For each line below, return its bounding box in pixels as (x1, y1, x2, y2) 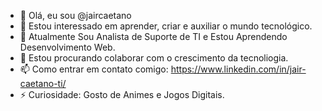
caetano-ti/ (19, 78, 67, 89)
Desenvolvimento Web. (19, 41, 116, 53)
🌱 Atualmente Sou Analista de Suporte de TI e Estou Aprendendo (19, 31, 288, 42)
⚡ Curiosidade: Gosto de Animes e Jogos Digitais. (19, 89, 225, 100)
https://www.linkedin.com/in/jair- (170, 63, 307, 75)
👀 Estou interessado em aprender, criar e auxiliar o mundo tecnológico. (19, 20, 313, 32)
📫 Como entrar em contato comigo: (19, 63, 169, 75)
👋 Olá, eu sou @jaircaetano (19, 10, 132, 21)
